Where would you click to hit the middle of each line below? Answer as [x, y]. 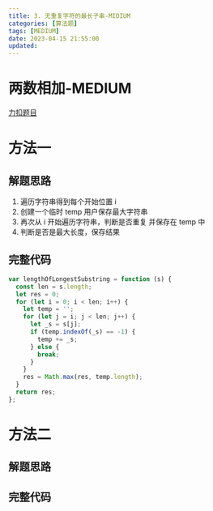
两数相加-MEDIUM [70, 89]
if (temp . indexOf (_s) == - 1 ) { [83, 332]
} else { [45, 347]
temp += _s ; [58, 339]
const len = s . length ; [54, 287]
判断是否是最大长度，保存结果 [70, 232]
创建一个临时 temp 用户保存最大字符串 [84, 212]
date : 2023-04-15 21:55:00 [54, 38]
